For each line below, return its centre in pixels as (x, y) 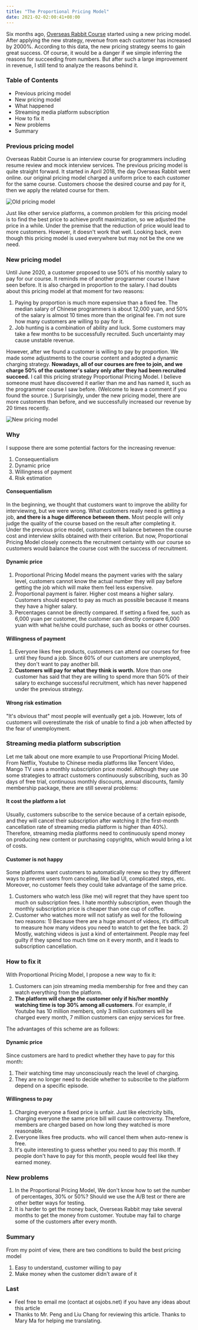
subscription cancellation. (46, 946)
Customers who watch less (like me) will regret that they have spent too (102, 896)
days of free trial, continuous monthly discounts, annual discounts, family (95, 781)
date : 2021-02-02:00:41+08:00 (43, 17)
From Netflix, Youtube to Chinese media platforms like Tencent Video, (90, 763)
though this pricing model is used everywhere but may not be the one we (95, 238)
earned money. (33, 1162)
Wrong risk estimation (34, 703)
